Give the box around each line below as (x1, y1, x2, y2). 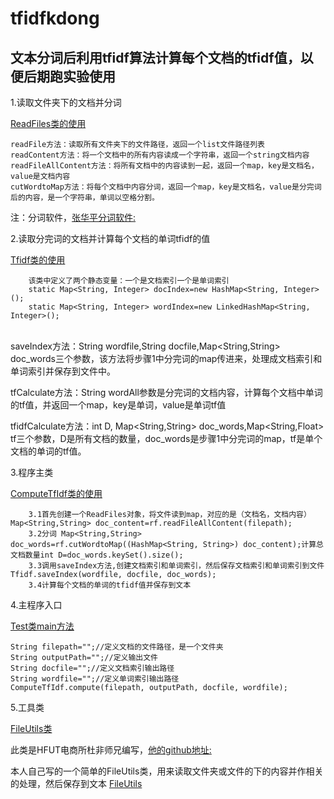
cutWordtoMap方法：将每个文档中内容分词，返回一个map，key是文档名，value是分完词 (10, 182, 322, 192)
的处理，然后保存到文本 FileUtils (10, 778, 143, 789)
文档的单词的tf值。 (10, 445, 87, 457)
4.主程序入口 (10, 599, 63, 611)
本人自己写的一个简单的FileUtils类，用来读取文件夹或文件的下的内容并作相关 (10, 765, 324, 777)
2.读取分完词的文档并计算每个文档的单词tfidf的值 (10, 233, 211, 244)
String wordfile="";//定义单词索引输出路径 (10, 674, 180, 684)
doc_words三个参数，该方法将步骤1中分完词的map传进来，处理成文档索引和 (10, 353, 323, 364)
